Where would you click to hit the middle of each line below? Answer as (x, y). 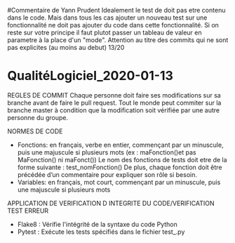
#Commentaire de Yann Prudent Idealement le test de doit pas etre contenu (116, 10)
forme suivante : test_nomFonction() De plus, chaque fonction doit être (120, 167)
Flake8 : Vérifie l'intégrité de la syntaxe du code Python (97, 224)
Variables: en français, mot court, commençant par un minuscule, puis (119, 182)
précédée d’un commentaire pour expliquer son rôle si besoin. (107, 174)
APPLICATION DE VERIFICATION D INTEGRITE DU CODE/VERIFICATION (111, 203)
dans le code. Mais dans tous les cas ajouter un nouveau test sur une (107, 18)
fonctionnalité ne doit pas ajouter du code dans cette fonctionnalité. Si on (113, 25)
